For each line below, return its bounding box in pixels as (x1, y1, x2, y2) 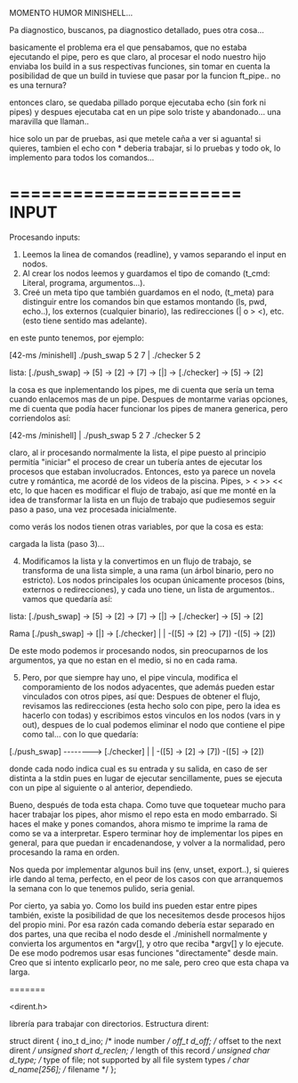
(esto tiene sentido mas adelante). (21, 315, 148, 326)
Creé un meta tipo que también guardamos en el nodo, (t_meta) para (21, 287, 274, 297)
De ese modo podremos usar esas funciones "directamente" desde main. (9, 948, 278, 958)
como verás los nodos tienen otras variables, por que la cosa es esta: (9, 521, 264, 532)
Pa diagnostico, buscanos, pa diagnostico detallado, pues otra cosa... (9, 25, 265, 35)
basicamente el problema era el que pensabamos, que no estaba (9, 42, 247, 53)
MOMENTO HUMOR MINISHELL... (9, 8, 133, 18)
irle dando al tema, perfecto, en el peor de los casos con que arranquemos (9, 873, 284, 884)
